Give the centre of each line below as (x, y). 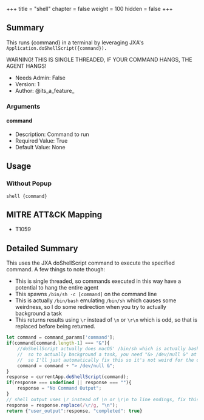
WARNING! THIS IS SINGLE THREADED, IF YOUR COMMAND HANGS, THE (99, 59)
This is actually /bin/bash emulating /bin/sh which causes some (96, 300)
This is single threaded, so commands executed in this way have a (98, 281)
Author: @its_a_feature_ (45, 90)
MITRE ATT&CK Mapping (54, 215)
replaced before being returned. (55, 327)
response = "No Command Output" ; (59, 388)
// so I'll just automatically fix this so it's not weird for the (106, 360)
